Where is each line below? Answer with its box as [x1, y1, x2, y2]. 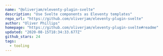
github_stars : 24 [5, 35, 41, 39]
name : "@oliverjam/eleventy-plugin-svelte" [5, 7, 95, 12]
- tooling [9, 43, 29, 48]
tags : [5, 39, 16, 44]
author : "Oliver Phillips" [5, 20, 60, 26]
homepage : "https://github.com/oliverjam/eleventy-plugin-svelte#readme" [5, 25, 159, 30]
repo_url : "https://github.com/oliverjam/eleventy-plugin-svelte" [5, 16, 143, 21]
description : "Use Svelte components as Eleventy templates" [5, 12, 133, 17]
